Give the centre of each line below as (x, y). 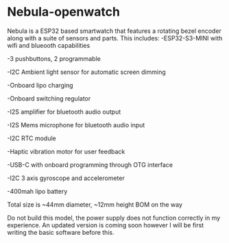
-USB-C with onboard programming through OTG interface (90, 164)
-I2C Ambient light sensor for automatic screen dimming (86, 72)
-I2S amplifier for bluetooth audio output (64, 112)
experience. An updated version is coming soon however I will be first (106, 225)
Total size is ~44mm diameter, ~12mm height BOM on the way (95, 204)
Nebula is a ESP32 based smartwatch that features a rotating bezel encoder (114, 31)
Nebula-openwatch (63, 12)
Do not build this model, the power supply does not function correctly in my (114, 218)
